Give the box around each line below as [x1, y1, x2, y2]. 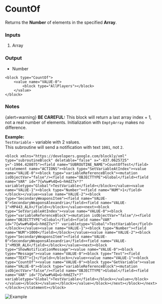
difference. [5, 125, 27, 130]
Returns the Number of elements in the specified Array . [5, 19, 117, 25]
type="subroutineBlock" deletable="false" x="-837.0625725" [5, 158, 130, 163]
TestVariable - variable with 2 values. [5, 139, 81, 145]
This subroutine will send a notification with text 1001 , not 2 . [5, 144, 124, 150]
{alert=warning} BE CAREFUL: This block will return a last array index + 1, [5, 114, 152, 120]
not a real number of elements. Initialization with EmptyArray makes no [5, 119, 145, 125]
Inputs [5, 32, 21, 38]
